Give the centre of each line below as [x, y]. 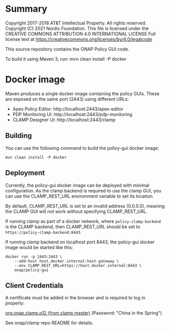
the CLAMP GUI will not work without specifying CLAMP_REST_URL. [76, 211]
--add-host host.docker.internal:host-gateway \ [67, 261]
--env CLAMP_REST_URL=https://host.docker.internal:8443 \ [78, 265]
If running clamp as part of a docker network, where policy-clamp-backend [83, 221]
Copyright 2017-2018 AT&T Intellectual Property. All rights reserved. [76, 23]
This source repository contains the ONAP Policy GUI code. [67, 49]
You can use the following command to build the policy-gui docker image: [82, 148]
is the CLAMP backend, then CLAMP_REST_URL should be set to [73, 227]
